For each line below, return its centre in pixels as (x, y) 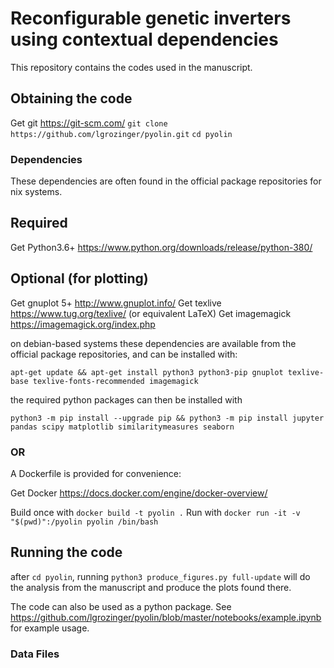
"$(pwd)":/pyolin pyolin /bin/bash (84, 522)
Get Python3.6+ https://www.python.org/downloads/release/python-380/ (161, 247)
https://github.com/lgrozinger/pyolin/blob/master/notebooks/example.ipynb (166, 617)
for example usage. (50, 628)
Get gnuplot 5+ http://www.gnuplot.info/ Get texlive (116, 303)
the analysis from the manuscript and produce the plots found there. (151, 587)
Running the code (66, 552)
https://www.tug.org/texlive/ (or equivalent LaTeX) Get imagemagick (151, 313)
